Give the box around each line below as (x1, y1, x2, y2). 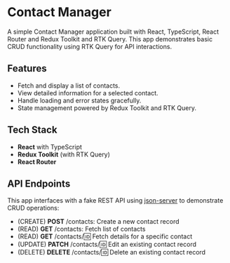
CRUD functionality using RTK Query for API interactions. (7, 42, 172, 50)
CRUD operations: (7, 204, 60, 213)
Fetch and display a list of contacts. (17, 81, 121, 90)
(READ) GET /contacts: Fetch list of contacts (17, 225, 146, 234)
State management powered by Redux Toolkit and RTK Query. (17, 103, 197, 112)
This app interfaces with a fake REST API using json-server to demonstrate (7, 196, 224, 205)
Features (7, 62, 47, 74)
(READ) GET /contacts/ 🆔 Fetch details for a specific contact (17, 232, 193, 241)
